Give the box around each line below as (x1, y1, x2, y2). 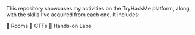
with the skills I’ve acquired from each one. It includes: (6, 11, 140, 18)
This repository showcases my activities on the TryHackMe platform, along (6, 5, 190, 12)
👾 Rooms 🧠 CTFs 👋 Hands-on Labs (6, 23, 92, 29)
